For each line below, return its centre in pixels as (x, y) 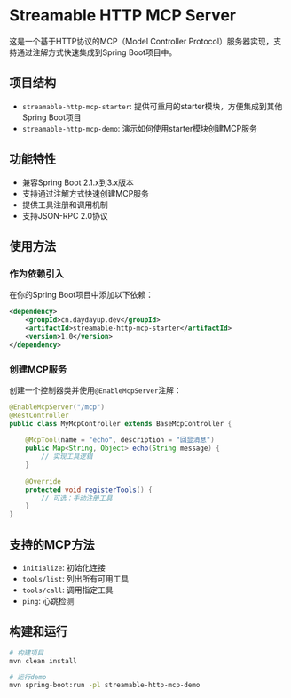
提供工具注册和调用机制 (65, 205)
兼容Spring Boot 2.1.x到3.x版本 (78, 182)
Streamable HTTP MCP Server (123, 16)
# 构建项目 (27, 653)
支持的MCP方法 (52, 545)
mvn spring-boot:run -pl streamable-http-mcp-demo (105, 686)
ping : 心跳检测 (48, 600)
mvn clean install (43, 661)
